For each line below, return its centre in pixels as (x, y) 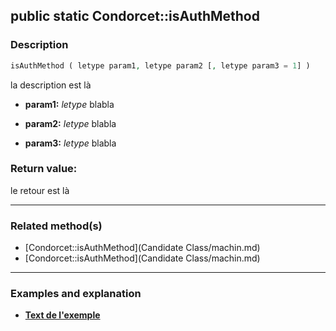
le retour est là (40, 190)
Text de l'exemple (62, 315)
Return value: (44, 169)
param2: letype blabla (70, 123)
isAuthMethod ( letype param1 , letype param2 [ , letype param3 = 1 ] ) (160, 65)
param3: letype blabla (70, 143)
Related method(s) (56, 226)
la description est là (51, 85)
